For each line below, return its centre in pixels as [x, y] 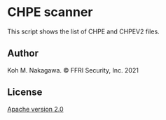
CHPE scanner [50, 12]
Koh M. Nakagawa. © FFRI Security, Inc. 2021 [73, 70]
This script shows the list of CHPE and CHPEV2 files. [83, 31]
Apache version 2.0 [36, 109]
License [25, 92]
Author [23, 53]
